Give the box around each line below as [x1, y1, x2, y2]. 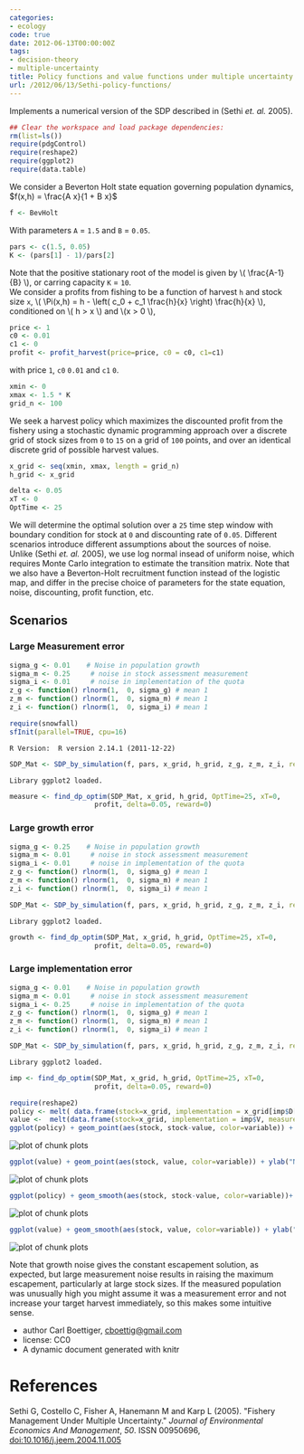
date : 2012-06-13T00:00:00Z [9, 38, 116, 48]
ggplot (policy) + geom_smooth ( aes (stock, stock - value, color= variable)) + [9, 1192, 294, 1201]
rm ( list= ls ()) [9, 131, 63, 140]
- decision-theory [9, 55, 79, 64]
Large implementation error [9, 963, 133, 975]
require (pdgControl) [9, 139, 88, 149]
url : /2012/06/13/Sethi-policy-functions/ [9, 81, 172, 90]
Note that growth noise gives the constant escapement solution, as [9, 1259, 260, 1269]
